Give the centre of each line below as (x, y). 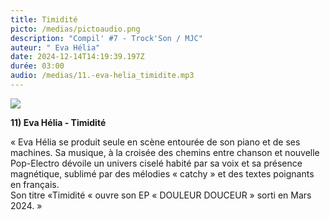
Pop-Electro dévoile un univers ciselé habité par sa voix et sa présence (156, 163)
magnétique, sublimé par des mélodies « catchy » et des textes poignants (162, 173)
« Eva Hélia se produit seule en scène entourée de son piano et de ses (155, 142)
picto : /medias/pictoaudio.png (75, 29)
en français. (35, 184)
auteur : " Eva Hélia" (55, 47)
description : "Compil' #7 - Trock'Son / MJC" (106, 38)
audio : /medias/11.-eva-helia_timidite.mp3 (102, 76)
